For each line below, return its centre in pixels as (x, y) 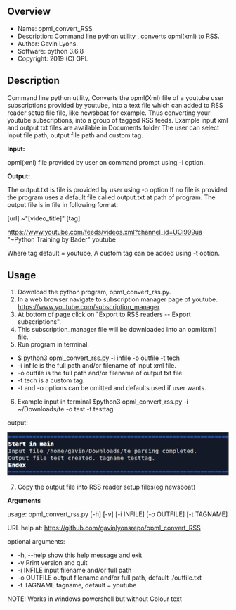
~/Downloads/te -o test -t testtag (65, 409)
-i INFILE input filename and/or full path (74, 570)
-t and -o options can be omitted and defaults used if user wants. (112, 388)
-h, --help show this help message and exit (80, 555)
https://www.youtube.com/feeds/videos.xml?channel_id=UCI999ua (105, 232)
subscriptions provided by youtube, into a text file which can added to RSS (115, 105)
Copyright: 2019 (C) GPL (53, 58)
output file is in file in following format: (63, 204)
